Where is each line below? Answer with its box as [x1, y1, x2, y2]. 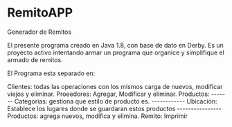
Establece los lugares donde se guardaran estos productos [7, 104, 176, 113]
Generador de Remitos [7, 28, 71, 36]
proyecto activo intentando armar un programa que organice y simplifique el [7, 48, 225, 57]
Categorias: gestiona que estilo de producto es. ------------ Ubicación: [14, 97, 217, 105]
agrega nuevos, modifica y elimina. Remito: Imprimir [39, 112, 188, 120]
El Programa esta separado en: [7, 69, 96, 77]
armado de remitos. [7, 55, 64, 63]
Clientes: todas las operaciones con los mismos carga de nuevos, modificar [7, 82, 223, 90]
